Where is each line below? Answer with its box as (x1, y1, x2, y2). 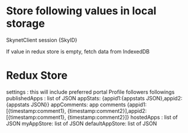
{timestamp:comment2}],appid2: (67, 107, 147, 114)
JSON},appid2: (145, 94, 183, 102)
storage (6, 17, 46, 30)
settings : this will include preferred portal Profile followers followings (6, 88, 175, 96)
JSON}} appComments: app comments (30, 101, 126, 108)
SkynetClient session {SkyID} (6, 36, 78, 43)
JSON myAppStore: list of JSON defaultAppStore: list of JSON (6, 120, 157, 127)
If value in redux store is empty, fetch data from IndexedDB (6, 47, 150, 55)
